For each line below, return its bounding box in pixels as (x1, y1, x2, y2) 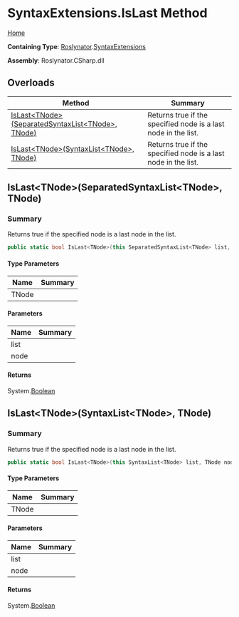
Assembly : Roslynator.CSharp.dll (7, 56, 105, 65)
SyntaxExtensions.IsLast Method (7, 5, 208, 21)
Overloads (7, 77, 55, 89)
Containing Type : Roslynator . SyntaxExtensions (7, 42, 146, 51)
